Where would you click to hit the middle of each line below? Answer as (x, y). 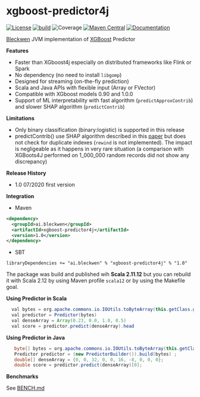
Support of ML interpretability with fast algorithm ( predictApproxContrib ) (104, 100)
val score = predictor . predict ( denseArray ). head (73, 326)
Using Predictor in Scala (37, 298)
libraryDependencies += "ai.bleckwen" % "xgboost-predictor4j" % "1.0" (97, 263)
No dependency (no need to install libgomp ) (68, 75)
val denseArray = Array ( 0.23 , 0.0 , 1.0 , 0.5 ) (69, 321)
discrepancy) (31, 161)
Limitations (20, 118)
